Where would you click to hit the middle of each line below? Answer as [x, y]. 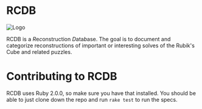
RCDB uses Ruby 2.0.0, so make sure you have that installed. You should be [101, 93]
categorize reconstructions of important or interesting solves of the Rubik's [100, 45]
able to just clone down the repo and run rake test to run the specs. [92, 99]
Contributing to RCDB [62, 77]
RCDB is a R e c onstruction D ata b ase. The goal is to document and [89, 39]
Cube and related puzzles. [39, 51]
